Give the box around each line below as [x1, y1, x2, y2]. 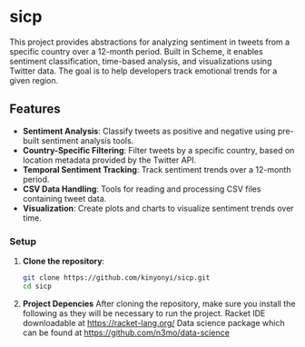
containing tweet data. [22, 193, 107, 203]
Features [9, 102, 61, 117]
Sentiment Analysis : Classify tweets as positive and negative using [22, 125, 276, 136]
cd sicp [22, 282, 52, 291]
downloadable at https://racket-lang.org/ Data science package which [22, 317, 285, 328]
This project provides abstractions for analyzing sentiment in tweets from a [9, 36, 290, 47]
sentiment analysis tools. [41, 134, 134, 146]
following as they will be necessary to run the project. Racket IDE [22, 307, 266, 319]
